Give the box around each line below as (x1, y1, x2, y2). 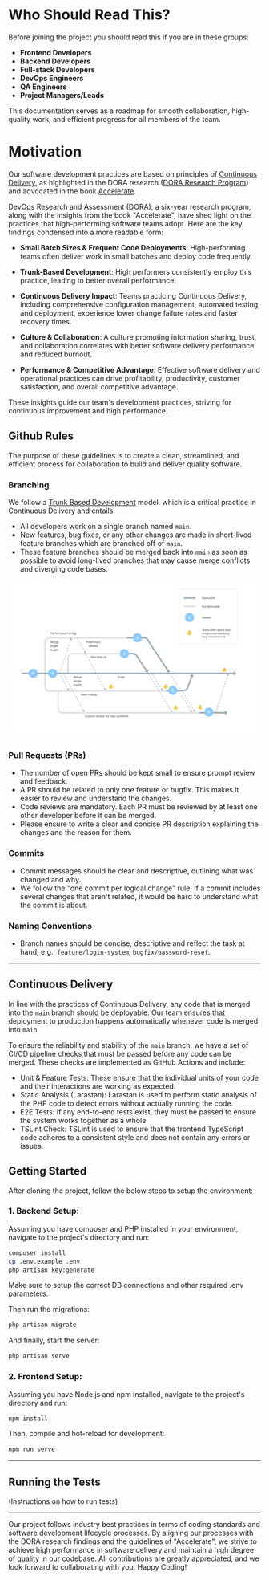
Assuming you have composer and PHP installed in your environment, (8, 1224, 239, 1233)
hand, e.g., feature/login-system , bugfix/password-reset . (19, 947, 211, 956)
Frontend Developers (19, 47, 92, 57)
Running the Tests (8, 1475, 102, 1488)
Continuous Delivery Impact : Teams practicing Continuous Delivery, (19, 291, 247, 300)
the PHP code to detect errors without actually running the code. (19, 1098, 234, 1108)
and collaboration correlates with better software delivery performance (19, 340, 255, 350)
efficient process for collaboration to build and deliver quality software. (8, 459, 243, 469)
